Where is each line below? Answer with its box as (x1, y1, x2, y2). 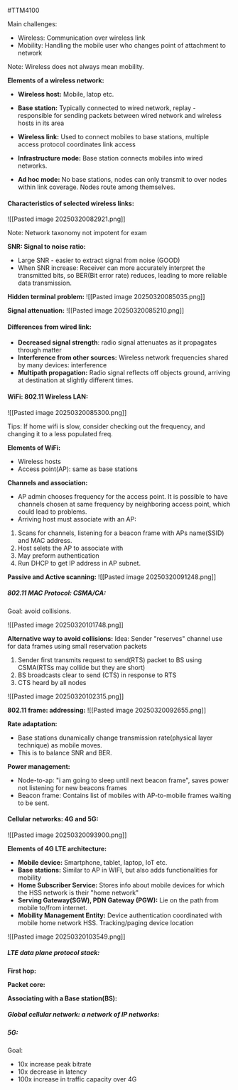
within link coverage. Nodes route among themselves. (17, 183, 175, 191)
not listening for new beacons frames (17, 783, 128, 792)
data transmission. (17, 279, 72, 287)
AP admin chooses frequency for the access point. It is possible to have (17, 492, 228, 500)
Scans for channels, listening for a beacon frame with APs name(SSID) (17, 529, 225, 537)
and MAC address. (17, 536, 72, 544)
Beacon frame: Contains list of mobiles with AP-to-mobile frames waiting (17, 791, 232, 799)
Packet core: (7, 980, 46, 988)
